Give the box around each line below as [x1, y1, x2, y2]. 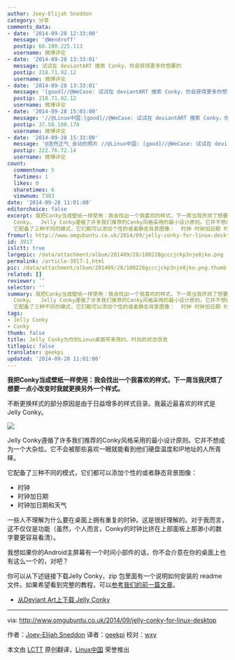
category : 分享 [7, 17, 50, 24]
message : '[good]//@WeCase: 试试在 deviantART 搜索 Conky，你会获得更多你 [13, 88, 222, 95]
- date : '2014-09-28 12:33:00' [7, 29, 99, 37]
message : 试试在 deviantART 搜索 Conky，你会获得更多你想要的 [13, 62, 182, 69]
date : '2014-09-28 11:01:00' [7, 199, 92, 207]
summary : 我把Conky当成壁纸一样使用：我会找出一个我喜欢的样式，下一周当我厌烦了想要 [7, 290, 229, 298]
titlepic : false [7, 343, 55, 350]
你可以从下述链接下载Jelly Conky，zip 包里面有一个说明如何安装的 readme [7, 572, 222, 580]
